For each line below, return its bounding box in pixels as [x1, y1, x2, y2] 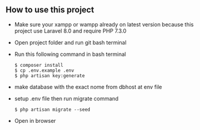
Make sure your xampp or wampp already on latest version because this [14, 20, 194, 28]
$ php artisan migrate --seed [14, 107, 91, 113]
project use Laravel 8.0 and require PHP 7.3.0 [14, 27, 127, 34]
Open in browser [14, 117, 57, 124]
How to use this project [5, 5, 95, 15]
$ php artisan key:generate [14, 72, 85, 79]
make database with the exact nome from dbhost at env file [14, 83, 162, 90]
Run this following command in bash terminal [14, 51, 127, 58]
